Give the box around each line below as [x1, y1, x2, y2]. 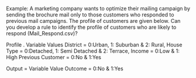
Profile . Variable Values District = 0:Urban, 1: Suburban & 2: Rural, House [6, 41, 183, 48]
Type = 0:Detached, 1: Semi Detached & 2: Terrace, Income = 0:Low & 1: [6, 48, 180, 55]
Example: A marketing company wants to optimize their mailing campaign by [6, 5, 191, 12]
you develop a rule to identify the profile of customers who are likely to [6, 23, 177, 30]
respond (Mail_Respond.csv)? [6, 30, 78, 37]
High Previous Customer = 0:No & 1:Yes [6, 54, 101, 60]
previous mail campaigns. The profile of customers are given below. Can [6, 18, 181, 24]
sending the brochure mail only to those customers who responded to [6, 11, 174, 18]
